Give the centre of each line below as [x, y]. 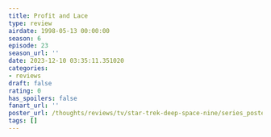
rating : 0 [25, 91]
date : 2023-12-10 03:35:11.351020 [67, 61]
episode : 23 [28, 46]
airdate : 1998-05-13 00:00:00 [59, 31]
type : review [30, 23]
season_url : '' [34, 53]
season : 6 [25, 38]
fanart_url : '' [34, 106]
